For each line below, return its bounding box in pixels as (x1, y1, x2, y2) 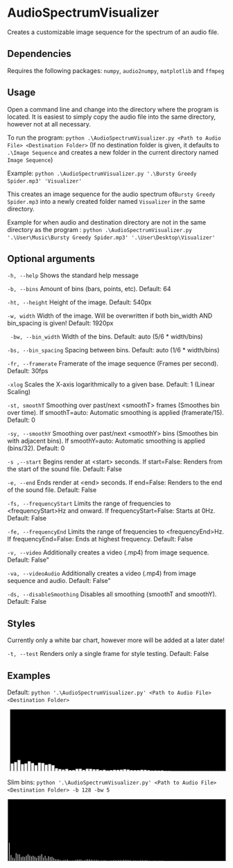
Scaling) (7, 388, 31, 396)
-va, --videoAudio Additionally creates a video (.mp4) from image (7, 569, 196, 578)
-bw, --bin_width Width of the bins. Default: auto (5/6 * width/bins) (10, 332, 203, 341)
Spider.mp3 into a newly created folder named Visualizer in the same (7, 197, 206, 206)
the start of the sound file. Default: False (7, 465, 123, 473)
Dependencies (7, 48, 71, 60)
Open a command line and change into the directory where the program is (7, 105, 219, 113)
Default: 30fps (7, 367, 49, 375)
